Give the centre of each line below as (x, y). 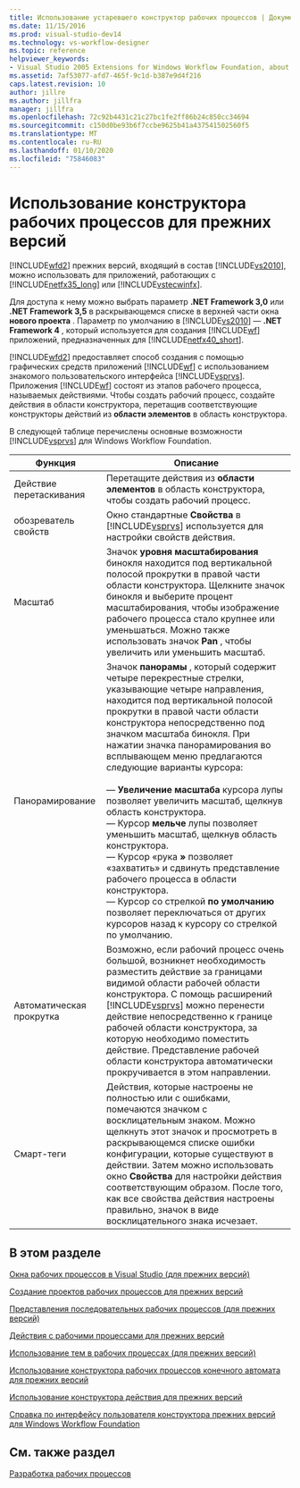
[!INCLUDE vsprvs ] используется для (185, 526)
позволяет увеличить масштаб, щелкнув (194, 801)
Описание (196, 463)
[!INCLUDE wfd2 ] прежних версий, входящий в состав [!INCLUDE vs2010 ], (148, 265)
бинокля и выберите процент (170, 597)
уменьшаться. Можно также (168, 630)
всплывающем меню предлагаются (184, 756)
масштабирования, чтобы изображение (192, 608)
